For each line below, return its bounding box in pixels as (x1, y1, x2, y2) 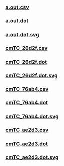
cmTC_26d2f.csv (5, 44, 48, 51)
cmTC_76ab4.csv (5, 86, 49, 93)
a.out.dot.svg (5, 31, 39, 38)
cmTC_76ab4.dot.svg (5, 113, 59, 120)
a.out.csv (5, 4, 29, 11)
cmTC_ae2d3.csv (5, 126, 49, 133)
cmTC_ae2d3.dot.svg (5, 154, 59, 161)
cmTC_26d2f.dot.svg (5, 72, 58, 79)
